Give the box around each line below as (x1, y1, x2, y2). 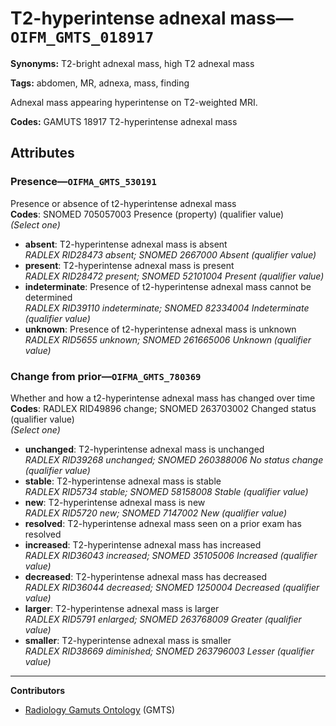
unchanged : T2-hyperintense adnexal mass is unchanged (24, 443, 265, 455)
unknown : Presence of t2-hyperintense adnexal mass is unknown (24, 323, 297, 335)
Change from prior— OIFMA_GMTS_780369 (10, 369, 202, 383)
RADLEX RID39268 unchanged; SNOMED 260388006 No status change (24, 453, 324, 466)
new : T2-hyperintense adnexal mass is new (24, 496, 206, 508)
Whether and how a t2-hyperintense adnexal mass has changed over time (10, 392, 316, 404)
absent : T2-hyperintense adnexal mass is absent (24, 238, 228, 250)
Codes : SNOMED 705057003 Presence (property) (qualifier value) (10, 208, 285, 220)
